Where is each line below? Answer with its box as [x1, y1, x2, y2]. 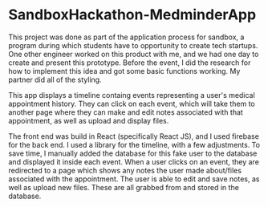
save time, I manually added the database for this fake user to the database [8, 148, 258, 158]
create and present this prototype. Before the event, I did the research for [8, 58, 251, 67]
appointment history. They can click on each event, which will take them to [8, 99, 255, 108]
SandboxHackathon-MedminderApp [8, 6, 257, 24]
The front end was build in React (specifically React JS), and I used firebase [8, 131, 259, 141]
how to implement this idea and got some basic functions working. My [8, 66, 241, 75]
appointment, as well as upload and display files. [8, 116, 169, 125]
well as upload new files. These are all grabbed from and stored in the [8, 182, 239, 192]
